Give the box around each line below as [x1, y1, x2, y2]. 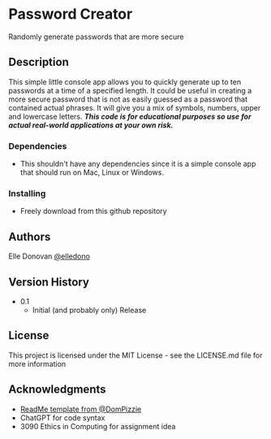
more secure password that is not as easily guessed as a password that [8, 94, 248, 104]
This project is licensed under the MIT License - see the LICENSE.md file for [8, 350, 263, 360]
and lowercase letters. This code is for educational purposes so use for [8, 111, 252, 121]
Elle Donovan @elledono [8, 251, 91, 261]
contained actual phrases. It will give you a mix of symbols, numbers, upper [8, 102, 261, 112]
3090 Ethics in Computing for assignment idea [19, 421, 176, 431]
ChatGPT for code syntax [19, 412, 105, 423]
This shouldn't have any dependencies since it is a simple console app [19, 159, 256, 169]
